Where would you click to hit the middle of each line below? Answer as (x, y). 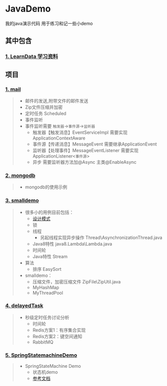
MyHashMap (46, 287)
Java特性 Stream (50, 256)
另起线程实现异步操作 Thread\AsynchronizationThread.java (101, 237)
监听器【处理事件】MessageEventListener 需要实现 (86, 150)
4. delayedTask (24, 306)
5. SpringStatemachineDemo (41, 355)
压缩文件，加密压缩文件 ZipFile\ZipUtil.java (76, 281)
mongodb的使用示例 (46, 187)
